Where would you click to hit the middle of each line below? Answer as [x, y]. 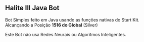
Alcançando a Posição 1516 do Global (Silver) [51, 25]
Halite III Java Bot [32, 8]
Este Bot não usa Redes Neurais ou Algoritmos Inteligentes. [66, 34]
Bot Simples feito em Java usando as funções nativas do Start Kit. [72, 20]
